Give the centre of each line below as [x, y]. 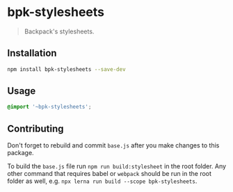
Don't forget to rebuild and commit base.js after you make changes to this [113, 145]
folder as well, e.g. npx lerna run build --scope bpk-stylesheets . [102, 181]
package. [21, 153]
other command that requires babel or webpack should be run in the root [110, 174]
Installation [32, 53]
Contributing [35, 128]
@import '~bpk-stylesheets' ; [49, 107]
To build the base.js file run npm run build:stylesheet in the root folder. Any [117, 166]
